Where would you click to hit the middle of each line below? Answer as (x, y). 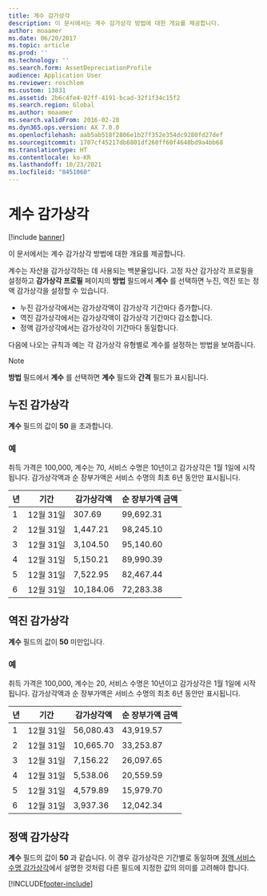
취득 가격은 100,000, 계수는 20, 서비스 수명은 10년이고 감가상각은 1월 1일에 (125, 684)
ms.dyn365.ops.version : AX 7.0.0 (64, 127)
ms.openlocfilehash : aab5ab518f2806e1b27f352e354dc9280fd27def (116, 135)
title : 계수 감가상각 (39, 16)
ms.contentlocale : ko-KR (50, 157)
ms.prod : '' (28, 53)
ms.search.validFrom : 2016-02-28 (64, 120)
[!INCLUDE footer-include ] (51, 883)
